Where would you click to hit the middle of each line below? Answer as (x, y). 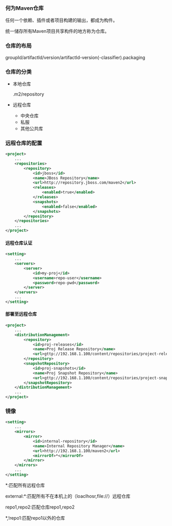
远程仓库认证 (19, 243)
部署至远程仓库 (21, 314)
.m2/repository (28, 94)
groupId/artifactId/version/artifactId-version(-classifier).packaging (75, 57)
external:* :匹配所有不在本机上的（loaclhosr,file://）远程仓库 (68, 496)
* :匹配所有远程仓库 (25, 485)
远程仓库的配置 (24, 143)
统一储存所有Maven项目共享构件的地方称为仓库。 (57, 31)
